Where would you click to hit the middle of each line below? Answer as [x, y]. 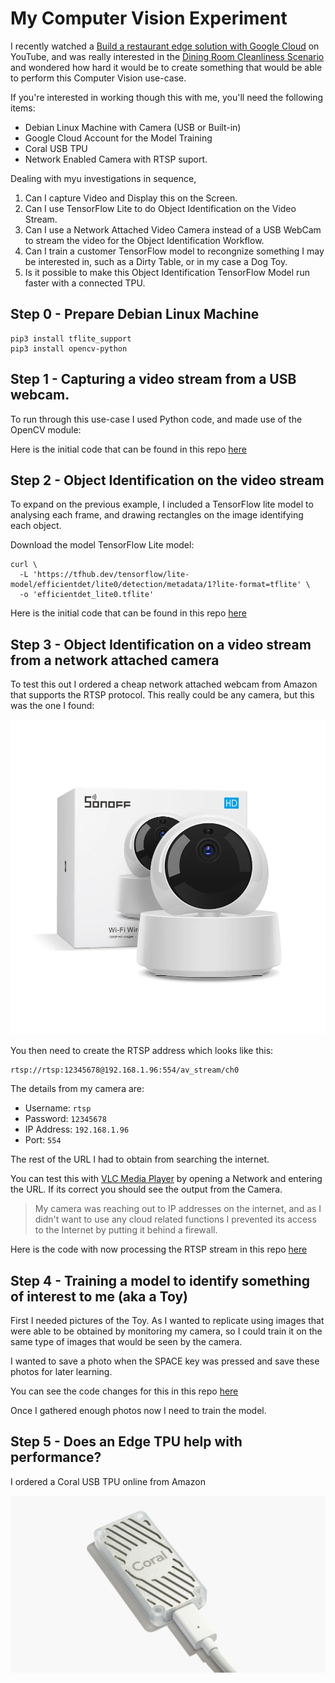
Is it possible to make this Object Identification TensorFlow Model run [167, 272]
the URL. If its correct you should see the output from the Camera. [146, 1189]
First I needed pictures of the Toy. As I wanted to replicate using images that [167, 1320]
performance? [56, 1457]
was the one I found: [52, 706]
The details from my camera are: [77, 1089]
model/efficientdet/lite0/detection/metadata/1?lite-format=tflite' [156, 585]
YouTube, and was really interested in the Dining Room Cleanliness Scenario [167, 56]
